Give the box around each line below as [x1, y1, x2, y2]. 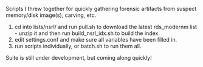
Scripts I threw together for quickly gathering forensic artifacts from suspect [5, 5, 197, 12]
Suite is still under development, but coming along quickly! [5, 54, 153, 61]
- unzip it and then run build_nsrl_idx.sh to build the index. [14, 30, 160, 37]
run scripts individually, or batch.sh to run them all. [14, 42, 142, 49]
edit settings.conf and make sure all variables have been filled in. [14, 36, 177, 43]
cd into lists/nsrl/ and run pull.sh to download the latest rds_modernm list [14, 24, 198, 30]
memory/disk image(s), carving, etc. [5, 11, 97, 19]
